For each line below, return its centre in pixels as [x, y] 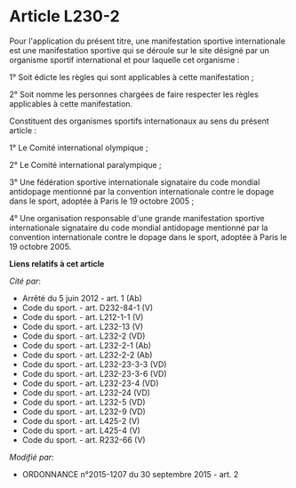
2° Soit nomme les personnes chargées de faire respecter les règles [134, 94]
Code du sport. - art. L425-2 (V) [81, 420]
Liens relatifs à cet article [57, 263]
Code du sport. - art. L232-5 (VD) [84, 402]
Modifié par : [32, 457]
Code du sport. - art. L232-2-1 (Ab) [87, 345]
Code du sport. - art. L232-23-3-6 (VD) [94, 373]
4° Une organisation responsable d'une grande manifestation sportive [137, 218]
